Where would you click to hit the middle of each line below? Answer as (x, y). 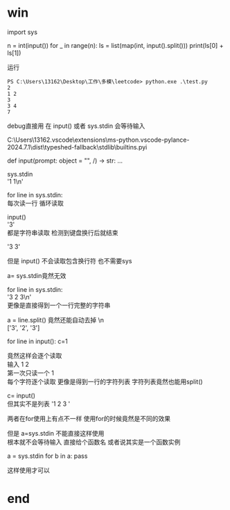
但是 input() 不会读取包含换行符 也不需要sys (70, 261)
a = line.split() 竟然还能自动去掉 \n (55, 320)
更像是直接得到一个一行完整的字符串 (59, 305)
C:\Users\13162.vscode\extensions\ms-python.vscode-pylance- (98, 140)
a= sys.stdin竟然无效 (37, 275)
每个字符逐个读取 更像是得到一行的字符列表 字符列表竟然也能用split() (105, 381)
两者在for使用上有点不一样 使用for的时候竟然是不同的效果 (89, 418)
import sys (23, 32)
